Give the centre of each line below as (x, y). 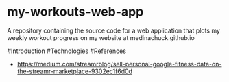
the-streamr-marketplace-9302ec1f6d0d (74, 71)
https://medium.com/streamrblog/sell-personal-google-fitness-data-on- (119, 64)
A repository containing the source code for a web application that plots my (114, 30)
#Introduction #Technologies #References (67, 51)
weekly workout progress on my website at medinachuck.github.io (101, 37)
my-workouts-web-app (75, 12)
